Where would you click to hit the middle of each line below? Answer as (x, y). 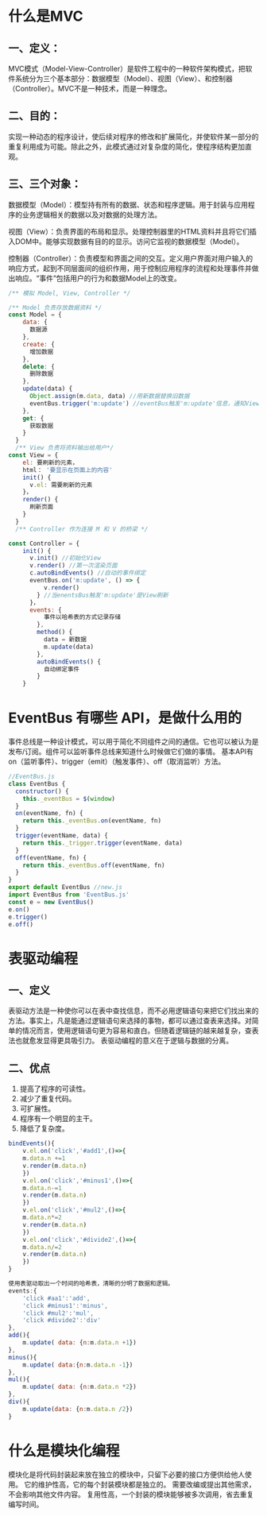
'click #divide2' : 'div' (62, 1321)
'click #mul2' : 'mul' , (58, 1313)
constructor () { (42, 791)
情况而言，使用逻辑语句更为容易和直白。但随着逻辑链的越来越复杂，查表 (140, 1031)
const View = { (33, 455)
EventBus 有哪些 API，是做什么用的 (125, 718)
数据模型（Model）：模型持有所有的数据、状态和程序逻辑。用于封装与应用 (128, 204)
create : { (39, 344)
